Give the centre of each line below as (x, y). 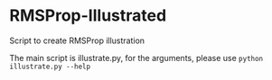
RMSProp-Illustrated (88, 16)
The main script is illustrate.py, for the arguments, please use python (136, 58)
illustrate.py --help (50, 67)
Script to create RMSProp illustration (77, 40)
